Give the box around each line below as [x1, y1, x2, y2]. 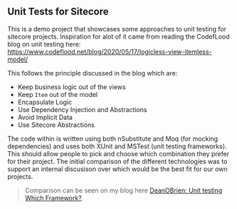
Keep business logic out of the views [17, 82, 126, 91]
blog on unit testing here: [7, 39, 81, 49]
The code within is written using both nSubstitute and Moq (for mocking [7, 134, 218, 143]
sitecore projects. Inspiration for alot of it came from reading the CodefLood [7, 32, 230, 41]
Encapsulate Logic [17, 98, 73, 106]
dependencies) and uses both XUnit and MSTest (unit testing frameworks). [7, 142, 227, 151]
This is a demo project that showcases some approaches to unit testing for [7, 24, 226, 33]
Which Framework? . [24, 193, 84, 202]
